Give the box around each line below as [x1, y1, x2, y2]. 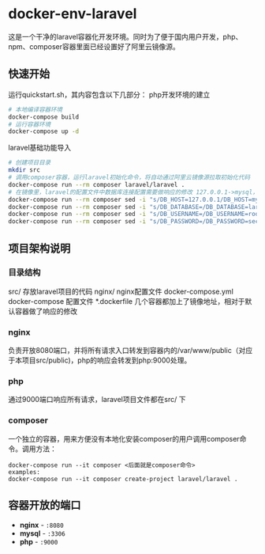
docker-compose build [8, 112, 80, 121]
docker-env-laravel [8, 5, 137, 23]
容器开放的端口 [8, 499, 81, 512]
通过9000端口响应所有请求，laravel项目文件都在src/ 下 [8, 395, 186, 404]
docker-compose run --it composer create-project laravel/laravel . [8, 475, 238, 483]
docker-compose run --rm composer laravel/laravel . [8, 180, 185, 188]
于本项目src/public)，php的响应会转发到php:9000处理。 [8, 355, 192, 365]
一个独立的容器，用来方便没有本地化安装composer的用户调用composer [8, 434, 240, 443]
